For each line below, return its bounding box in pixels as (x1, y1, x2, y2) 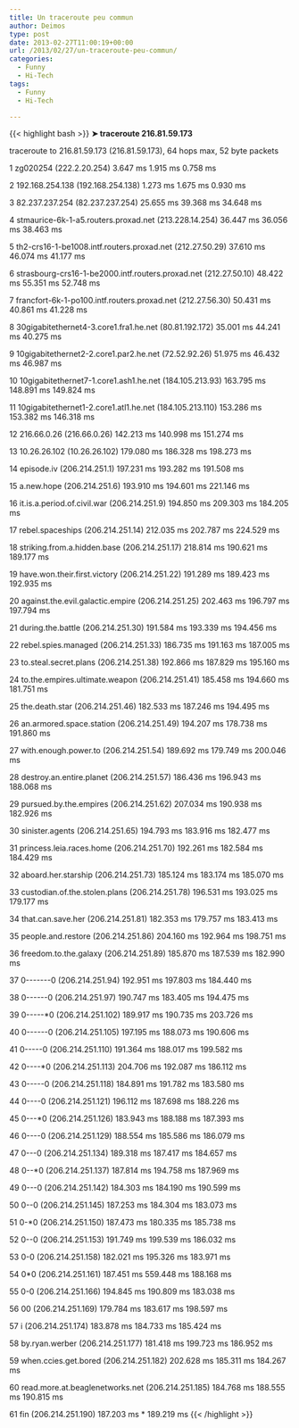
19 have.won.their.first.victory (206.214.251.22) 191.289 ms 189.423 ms (9, 569, 270, 580)
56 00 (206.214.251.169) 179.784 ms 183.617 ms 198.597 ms (9, 1304, 228, 1315)
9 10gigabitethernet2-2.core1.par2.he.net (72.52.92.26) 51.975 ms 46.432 (9, 349, 280, 360)
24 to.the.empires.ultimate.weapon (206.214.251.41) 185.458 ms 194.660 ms (9, 675, 290, 685)
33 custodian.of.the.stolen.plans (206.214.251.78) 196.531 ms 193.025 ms (9, 887, 278, 898)
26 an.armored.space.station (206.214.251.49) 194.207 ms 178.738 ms (9, 718, 268, 729)
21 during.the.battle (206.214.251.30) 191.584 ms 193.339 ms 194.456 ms (9, 622, 278, 634)
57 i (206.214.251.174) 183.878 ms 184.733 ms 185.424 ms (9, 1321, 221, 1332)
